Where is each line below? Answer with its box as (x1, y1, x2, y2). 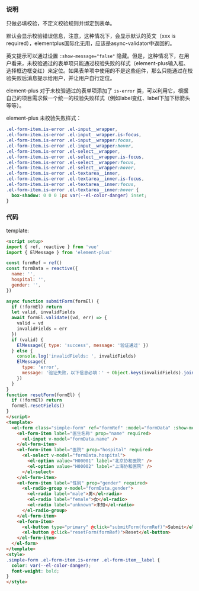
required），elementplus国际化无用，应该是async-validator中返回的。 (6, 40, 175, 47)
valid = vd (17, 320, 44, 326)
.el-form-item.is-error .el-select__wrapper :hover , (6, 165, 136, 171)
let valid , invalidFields (11, 309, 76, 315)
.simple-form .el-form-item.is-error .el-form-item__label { (6, 557, 161, 563)
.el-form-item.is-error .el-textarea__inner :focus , (6, 182, 136, 188)
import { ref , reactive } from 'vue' (6, 244, 99, 250)
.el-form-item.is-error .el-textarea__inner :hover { (6, 187, 139, 193)
